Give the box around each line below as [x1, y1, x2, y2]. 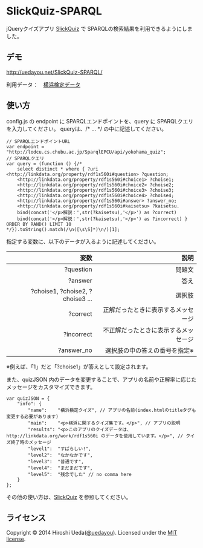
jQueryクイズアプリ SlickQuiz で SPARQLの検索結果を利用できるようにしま [6, 25, 193, 32]
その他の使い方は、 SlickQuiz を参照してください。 [6, 493, 132, 500]
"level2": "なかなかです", [28, 452, 93, 458]
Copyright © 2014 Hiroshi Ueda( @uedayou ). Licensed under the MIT [6, 529, 178, 537]
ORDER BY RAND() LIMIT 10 [6, 221, 71, 227]
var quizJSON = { [6, 395, 50, 402]
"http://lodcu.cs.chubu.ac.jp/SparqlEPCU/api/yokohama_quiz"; [6, 149, 166, 155]
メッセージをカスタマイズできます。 [6, 383, 95, 391]
